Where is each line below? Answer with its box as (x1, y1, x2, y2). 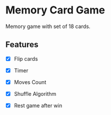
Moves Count (13, 78, 47, 85)
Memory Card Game (5, 4, 106, 17)
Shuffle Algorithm (13, 90, 57, 97)
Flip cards (13, 55, 39, 62)
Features (5, 40, 39, 50)
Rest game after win (13, 102, 63, 109)
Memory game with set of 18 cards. (5, 23, 91, 30)
